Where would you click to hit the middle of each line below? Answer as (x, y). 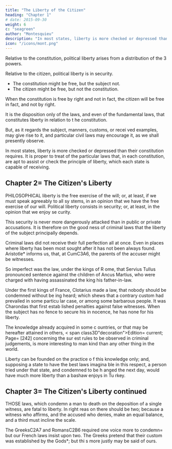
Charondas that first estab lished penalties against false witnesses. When (83, 306)
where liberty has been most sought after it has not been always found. (81, 248)
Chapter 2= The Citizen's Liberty (59, 183)
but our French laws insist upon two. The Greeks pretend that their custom (84, 436)
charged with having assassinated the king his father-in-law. (69, 280)
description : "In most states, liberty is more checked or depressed (81, 39)
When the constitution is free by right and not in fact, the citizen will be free (85, 99)
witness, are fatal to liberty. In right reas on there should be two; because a (84, 409)
